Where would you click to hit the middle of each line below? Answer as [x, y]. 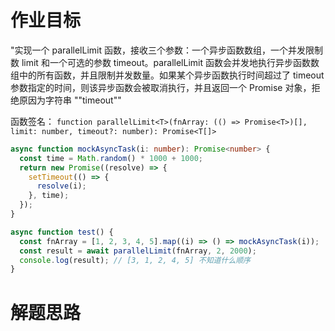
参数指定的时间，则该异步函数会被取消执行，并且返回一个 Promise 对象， [161, 87]
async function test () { [62, 232]
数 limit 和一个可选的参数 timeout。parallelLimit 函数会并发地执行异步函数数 [165, 62]
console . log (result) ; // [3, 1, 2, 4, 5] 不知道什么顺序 [135, 260]
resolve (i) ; [61, 186]
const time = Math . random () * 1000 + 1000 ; [111, 158]
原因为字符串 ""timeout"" [70, 100]
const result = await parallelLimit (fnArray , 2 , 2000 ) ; [138, 251]
